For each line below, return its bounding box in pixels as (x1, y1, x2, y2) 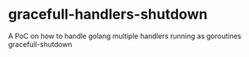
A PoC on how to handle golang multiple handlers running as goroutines (8, 31, 242, 41)
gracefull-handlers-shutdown (8, 5, 208, 23)
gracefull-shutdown (8, 39, 72, 48)
